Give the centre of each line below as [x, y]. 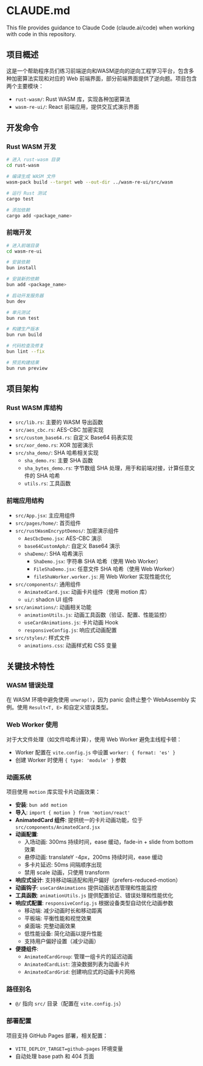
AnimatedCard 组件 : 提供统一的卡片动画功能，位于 [79, 820]
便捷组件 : [27, 949]
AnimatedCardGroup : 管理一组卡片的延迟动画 [78, 957]
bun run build [24, 335]
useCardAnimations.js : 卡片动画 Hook [71, 622]
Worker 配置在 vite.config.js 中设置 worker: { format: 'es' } [95, 752]
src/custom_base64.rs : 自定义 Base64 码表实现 [74, 437]
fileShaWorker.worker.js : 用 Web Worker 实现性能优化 [102, 576]
